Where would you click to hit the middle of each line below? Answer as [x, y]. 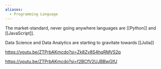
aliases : [14, 9]
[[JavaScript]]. [20, 33]
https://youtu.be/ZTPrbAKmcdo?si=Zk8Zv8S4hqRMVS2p [63, 52]
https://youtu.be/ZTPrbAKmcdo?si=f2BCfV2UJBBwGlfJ [61, 61]
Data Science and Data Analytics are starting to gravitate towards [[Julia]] [80, 42]
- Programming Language [34, 14]
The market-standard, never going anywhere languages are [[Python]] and [80, 28]
